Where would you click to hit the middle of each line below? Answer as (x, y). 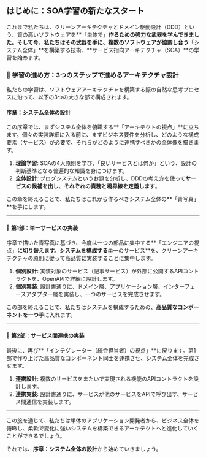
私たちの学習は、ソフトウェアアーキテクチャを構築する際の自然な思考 (95, 90)
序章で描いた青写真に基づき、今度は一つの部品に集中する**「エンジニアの (100, 242)
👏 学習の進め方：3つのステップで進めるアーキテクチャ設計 (93, 75)
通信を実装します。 (50, 402)
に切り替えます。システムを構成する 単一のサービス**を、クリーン (100, 250)
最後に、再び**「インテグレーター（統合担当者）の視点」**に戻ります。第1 (101, 350)
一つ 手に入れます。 (51, 315)
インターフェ (179, 286)
